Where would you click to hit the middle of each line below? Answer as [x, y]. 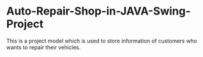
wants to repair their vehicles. [44, 47]
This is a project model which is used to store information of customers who [102, 41]
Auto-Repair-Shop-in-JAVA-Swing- [98, 11]
